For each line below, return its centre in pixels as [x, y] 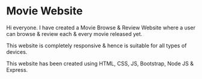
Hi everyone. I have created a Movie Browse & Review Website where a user [101, 28]
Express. [17, 69]
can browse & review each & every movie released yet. [74, 34]
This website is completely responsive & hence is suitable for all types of [96, 45]
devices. [17, 51]
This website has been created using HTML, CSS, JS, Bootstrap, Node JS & [100, 63]
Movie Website [45, 11]
